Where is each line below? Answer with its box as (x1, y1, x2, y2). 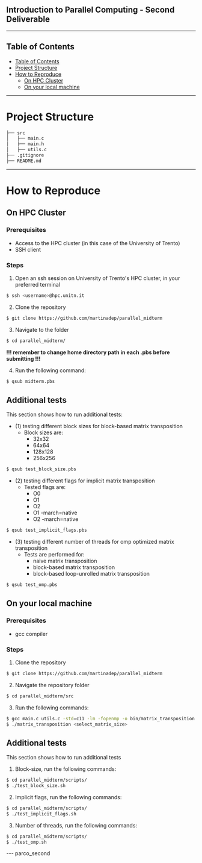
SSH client (14, 246, 41, 253)
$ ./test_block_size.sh (6, 783, 66, 789)
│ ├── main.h (6, 141, 44, 147)
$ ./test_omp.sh (6, 839, 47, 845)
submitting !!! (6, 355, 41, 362)
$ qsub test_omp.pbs (6, 582, 58, 588)
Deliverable (6, 14, 50, 25)
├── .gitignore (6, 152, 44, 158)
